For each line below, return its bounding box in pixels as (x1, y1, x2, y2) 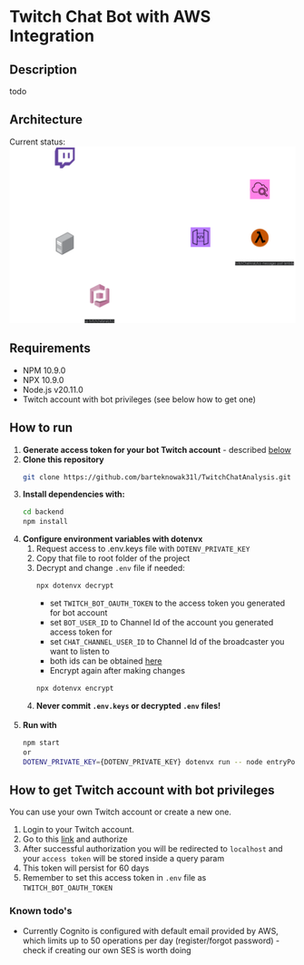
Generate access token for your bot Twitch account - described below (22, 444, 292, 455)
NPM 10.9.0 (22, 365, 66, 376)
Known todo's (9, 905, 73, 918)
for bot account (49, 607, 108, 618)
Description (9, 62, 77, 77)
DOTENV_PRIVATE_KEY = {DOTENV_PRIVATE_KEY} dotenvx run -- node (22, 757, 263, 766)
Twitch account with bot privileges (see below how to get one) (22, 393, 257, 405)
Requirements (9, 340, 91, 356)
